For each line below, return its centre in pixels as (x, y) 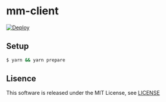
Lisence (21, 79)
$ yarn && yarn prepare (36, 60)
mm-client (33, 11)
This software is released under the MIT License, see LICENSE (83, 93)
